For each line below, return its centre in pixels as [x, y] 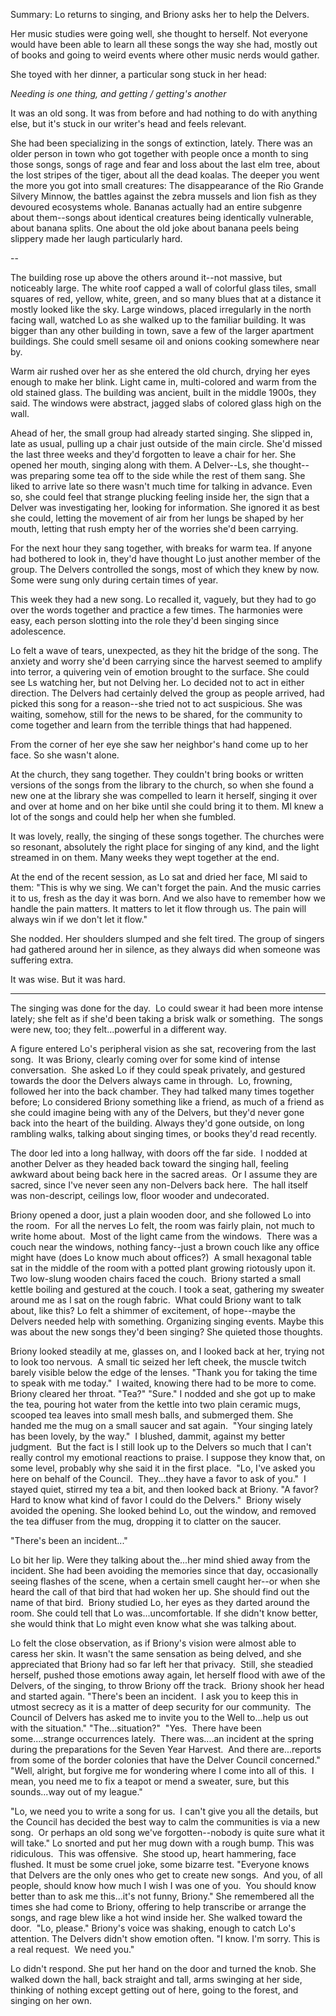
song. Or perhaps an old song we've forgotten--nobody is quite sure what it [167, 1832]
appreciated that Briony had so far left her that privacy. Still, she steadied [162, 1664]
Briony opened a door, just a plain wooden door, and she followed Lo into [161, 1215]
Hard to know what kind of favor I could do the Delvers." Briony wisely [156, 1500]
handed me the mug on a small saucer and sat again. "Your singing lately [161, 1425]
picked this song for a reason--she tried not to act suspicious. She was [156, 703]
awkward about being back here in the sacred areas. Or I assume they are [164, 1174]
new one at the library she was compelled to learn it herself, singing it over [164, 795]
